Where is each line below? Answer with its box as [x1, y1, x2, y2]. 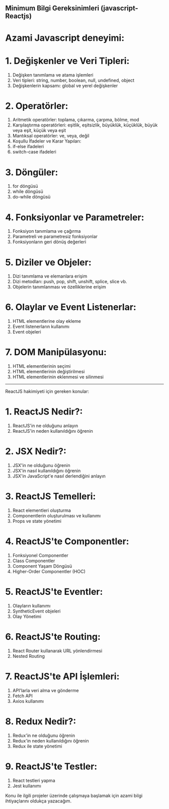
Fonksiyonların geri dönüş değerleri [12, 239, 87, 245]
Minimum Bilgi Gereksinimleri [5, 4, 100, 13]
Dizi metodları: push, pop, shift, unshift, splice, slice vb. [12, 279, 127, 285]
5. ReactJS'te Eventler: [5, 586, 103, 597]
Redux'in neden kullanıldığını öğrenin [12, 737, 89, 744]
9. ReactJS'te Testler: [5, 761, 98, 772]
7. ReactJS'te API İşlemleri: [5, 670, 120, 682]
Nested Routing [12, 653, 45, 659]
